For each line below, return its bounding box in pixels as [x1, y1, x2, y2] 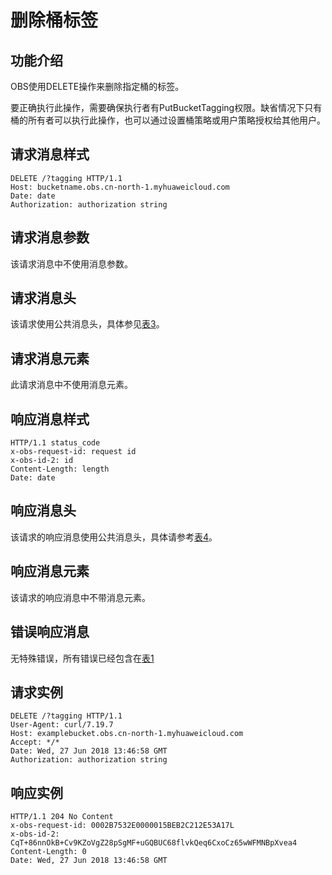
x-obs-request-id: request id [10, 447, 137, 457]
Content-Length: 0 [10, 847, 87, 857]
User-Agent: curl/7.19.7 [10, 720, 114, 730]
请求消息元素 [10, 350, 90, 367]
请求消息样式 [10, 146, 90, 163]
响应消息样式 [10, 411, 90, 428]
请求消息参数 [10, 229, 90, 246]
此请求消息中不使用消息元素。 [10, 379, 133, 391]
